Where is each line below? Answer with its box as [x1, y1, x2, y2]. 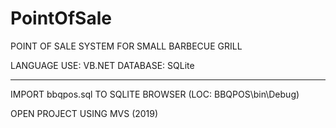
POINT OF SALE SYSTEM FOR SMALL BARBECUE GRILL [10, 40, 243, 52]
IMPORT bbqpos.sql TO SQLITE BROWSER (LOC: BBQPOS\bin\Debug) [10, 88, 300, 100]
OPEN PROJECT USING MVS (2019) [10, 107, 159, 119]
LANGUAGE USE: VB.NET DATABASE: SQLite [10, 59, 195, 71]
